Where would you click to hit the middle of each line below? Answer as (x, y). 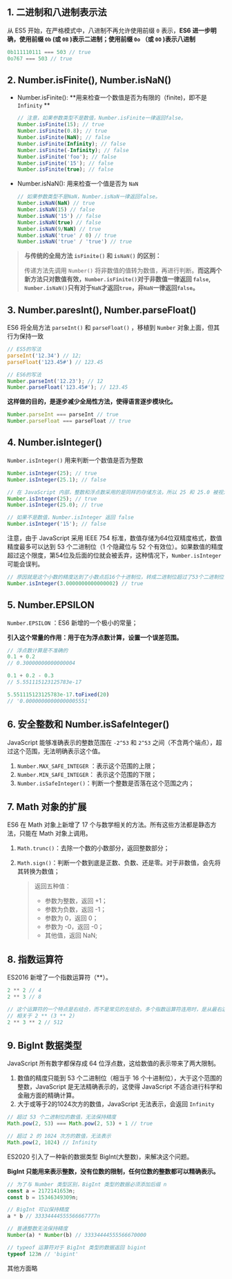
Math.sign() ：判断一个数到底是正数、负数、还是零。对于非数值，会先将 (119, 863)
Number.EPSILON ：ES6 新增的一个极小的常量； (72, 623)
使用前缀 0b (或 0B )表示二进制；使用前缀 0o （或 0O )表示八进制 (107, 39)
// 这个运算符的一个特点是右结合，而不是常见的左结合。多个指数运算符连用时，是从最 (112, 1009)
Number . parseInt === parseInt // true (63, 415)
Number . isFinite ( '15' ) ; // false (65, 163)
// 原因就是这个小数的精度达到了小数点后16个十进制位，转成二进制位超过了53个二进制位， (118, 577)
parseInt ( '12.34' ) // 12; (44, 356)
